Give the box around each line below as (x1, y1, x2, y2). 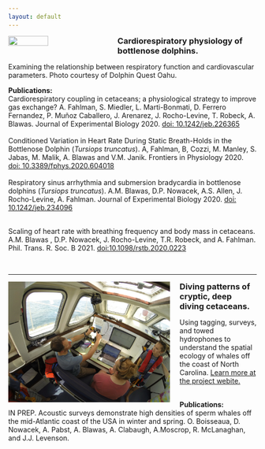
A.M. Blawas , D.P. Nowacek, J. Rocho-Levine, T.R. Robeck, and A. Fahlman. (8, 235, 256, 244)
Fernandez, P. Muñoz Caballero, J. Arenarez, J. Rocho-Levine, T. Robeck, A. (8, 110, 256, 120)
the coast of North (179, 359, 239, 369)
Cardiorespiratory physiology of (117, 35, 243, 46)
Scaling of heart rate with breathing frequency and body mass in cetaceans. (8, 226, 256, 236)
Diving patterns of (179, 280, 251, 291)
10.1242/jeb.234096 (8, 202, 73, 212)
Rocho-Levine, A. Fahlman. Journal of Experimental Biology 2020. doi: (8, 194, 237, 204)
